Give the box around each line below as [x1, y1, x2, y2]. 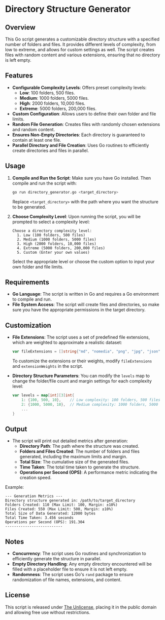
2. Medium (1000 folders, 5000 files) [17, 237, 97, 242]
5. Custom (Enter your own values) [17, 250, 90, 255]
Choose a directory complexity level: [12, 228, 92, 233]
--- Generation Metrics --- [5, 494, 63, 499]
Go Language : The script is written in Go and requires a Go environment [12, 291, 159, 297]
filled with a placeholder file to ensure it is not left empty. [12, 566, 128, 572]
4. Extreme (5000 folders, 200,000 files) [17, 245, 105, 250]
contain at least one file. [12, 137, 62, 143]
